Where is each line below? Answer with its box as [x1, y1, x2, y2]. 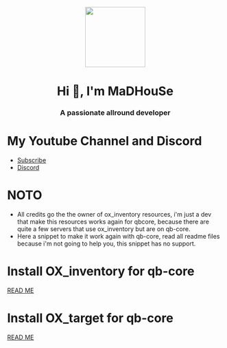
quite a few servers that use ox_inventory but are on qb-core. [16, 224, 191, 233]
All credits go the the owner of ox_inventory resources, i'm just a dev [16, 210, 212, 218]
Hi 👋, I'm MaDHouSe [57, 83, 174, 99]
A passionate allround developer [60, 108, 171, 118]
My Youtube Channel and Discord [7, 133, 202, 149]
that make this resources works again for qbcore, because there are [16, 217, 209, 226]
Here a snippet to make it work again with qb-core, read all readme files [16, 232, 220, 240]
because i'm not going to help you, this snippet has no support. [16, 239, 196, 248]
